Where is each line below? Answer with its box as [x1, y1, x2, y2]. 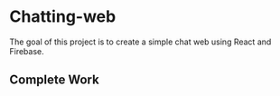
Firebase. [9, 45, 45, 56]
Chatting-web [9, 6, 117, 27]
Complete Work [9, 72, 99, 88]
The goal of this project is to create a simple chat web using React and [9, 36, 272, 47]
